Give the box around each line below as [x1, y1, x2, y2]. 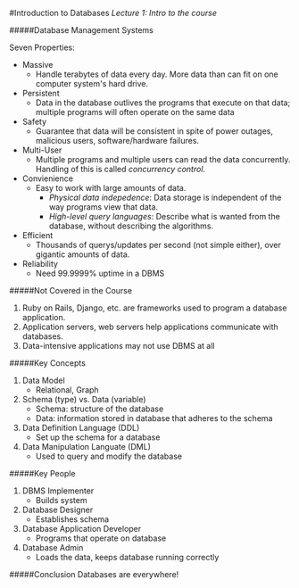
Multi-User [21, 145, 62, 155]
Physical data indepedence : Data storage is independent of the [48, 192, 282, 203]
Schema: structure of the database [35, 403, 164, 414]
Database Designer [21, 504, 94, 515]
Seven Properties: [9, 42, 75, 53]
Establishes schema [35, 514, 110, 525]
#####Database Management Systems [9, 25, 154, 35]
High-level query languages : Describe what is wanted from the [48, 211, 281, 221]
